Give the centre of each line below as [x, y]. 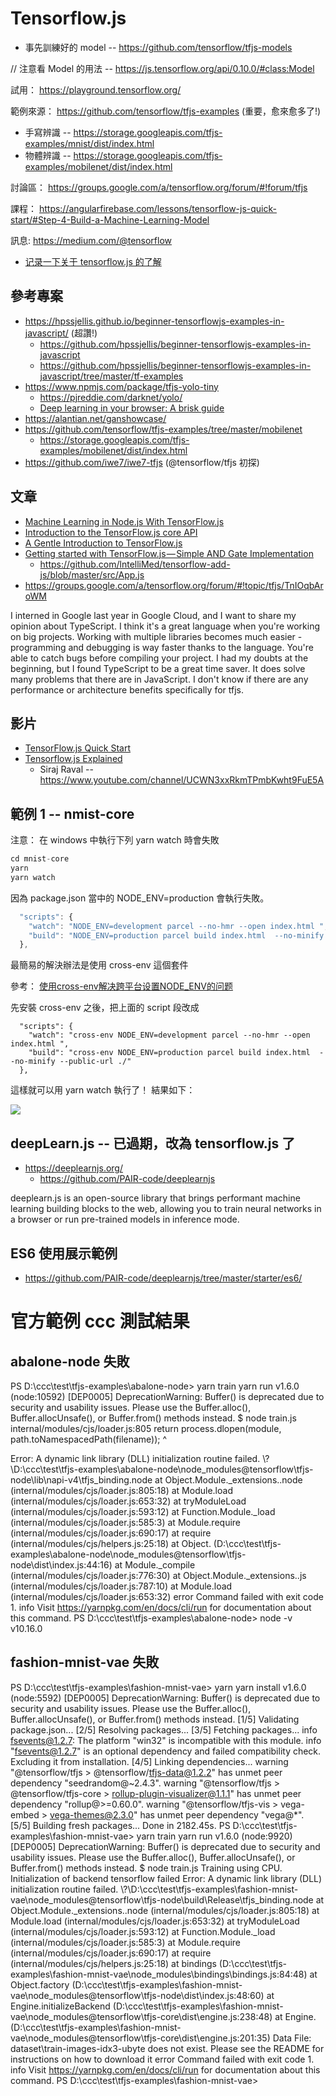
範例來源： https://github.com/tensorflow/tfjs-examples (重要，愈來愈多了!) [166, 111]
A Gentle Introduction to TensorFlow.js [103, 543]
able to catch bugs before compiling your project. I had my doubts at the [159, 658]
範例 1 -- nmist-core [72, 813]
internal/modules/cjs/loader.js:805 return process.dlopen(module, [146, 1428]
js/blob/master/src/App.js [92, 574]
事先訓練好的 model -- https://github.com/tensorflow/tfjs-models [158, 47]
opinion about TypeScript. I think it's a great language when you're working [165, 626]
